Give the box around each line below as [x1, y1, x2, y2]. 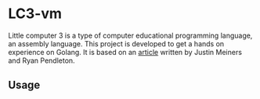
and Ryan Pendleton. [8, 56, 76, 65]
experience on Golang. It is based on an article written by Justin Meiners [8, 47, 243, 57]
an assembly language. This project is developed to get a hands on [8, 38, 225, 48]
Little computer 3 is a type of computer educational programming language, [8, 31, 253, 40]
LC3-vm [8, 5, 63, 23]
